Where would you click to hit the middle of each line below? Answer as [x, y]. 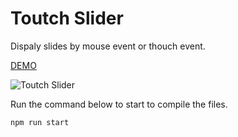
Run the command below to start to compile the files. [119, 104]
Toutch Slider [67, 18]
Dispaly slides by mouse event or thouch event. [108, 46]
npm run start [40, 122]
